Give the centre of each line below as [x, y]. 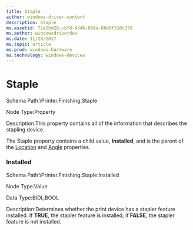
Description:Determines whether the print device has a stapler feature [91, 209]
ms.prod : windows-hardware [39, 50]
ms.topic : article [29, 45]
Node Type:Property [31, 111]
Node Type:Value [27, 186]
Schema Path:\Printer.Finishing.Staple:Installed [63, 175]
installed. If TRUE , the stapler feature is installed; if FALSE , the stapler [91, 215]
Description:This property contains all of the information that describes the [96, 123]
